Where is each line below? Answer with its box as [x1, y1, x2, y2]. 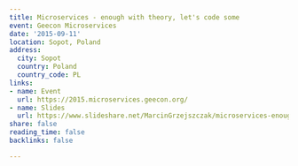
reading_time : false [9, 128, 86, 137]
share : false [9, 120, 58, 129]
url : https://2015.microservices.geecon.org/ [17, 94, 189, 104]
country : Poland [17, 63, 77, 72]
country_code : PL [17, 71, 82, 79]
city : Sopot [17, 54, 62, 63]
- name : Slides [9, 103, 66, 112]
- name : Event [9, 87, 62, 95]
